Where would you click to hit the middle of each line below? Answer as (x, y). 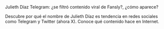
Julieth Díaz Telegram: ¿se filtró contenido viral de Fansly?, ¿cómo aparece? (82, 7)
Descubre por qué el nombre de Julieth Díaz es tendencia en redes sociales (82, 16)
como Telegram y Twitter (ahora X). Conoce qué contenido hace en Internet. (82, 22)
